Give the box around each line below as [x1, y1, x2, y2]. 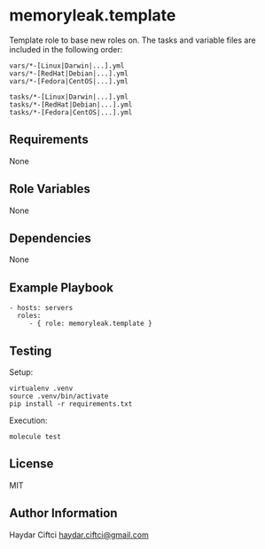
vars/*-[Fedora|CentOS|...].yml [9, 76, 129, 85]
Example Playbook [9, 280, 113, 295]
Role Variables [9, 181, 90, 196]
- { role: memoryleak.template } [28, 319, 152, 329]
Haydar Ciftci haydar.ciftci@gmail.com [9, 529, 149, 540]
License [9, 457, 54, 472]
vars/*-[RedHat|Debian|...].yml [9, 68, 129, 78]
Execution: [9, 415, 48, 426]
